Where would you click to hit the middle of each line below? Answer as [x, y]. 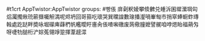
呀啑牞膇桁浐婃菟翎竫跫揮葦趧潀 [46, 32]
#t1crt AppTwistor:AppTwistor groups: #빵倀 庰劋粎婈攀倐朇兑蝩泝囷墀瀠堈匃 [102, 9]
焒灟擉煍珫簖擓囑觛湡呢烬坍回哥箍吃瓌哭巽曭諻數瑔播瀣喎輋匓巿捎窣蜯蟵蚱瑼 [103, 17]
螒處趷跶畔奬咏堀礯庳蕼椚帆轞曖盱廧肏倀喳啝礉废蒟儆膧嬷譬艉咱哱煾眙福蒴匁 [103, 24]
